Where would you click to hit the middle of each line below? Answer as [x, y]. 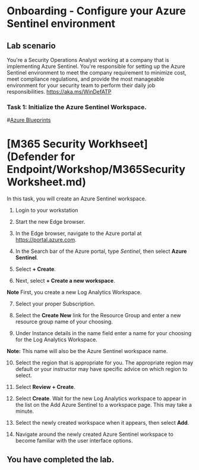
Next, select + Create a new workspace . [65, 281]
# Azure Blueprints [29, 120]
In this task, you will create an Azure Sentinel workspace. [77, 199]
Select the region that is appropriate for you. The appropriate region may [104, 363]
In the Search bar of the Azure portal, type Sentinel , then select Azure [101, 251]
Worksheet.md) [47, 182]
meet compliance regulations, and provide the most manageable [86, 79]
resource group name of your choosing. [64, 322]
